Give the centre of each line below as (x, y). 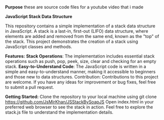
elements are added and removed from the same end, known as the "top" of (82, 36)
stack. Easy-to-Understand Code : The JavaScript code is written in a (76, 66)
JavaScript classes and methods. (39, 47)
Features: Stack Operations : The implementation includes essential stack (80, 56)
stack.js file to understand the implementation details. (59, 112)
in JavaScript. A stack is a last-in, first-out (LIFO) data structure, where (77, 31)
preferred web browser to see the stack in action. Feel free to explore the (79, 107)
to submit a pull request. (29, 87)
